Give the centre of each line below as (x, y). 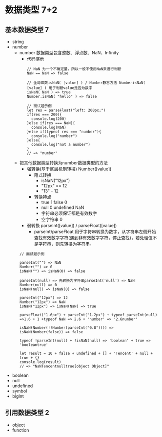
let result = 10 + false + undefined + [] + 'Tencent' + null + (86, 353)
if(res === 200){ (44, 115)
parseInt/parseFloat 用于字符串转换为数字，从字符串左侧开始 (95, 231)
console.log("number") (54, 136)
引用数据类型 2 (27, 413)
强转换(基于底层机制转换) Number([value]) (69, 169)
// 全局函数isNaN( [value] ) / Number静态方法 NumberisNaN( (86, 83)
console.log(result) (40, 362)
